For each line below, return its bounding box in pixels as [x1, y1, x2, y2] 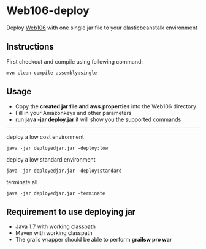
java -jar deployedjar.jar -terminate [6, 190, 105, 196]
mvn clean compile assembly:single [6, 70, 97, 76]
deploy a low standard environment [6, 155, 96, 163]
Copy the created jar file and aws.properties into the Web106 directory [15, 102, 196, 110]
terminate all [6, 178, 38, 185]
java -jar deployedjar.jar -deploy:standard [6, 168, 122, 174]
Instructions [6, 42, 54, 52]
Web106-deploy [6, 4, 90, 18]
